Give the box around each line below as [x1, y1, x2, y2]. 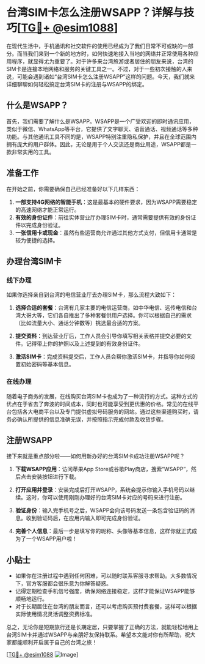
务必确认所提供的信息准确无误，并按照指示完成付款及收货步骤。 [6, 416, 167, 423]
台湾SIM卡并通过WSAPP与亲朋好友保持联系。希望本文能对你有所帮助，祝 [6, 631, 190, 638]
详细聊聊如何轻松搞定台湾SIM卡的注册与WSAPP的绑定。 [6, 80, 148, 88]
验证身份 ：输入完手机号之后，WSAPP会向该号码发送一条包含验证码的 [15, 507, 190, 514]
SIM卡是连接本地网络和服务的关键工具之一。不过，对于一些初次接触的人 [6, 65, 187, 72]
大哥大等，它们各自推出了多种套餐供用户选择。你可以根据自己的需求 [20, 311, 192, 319]
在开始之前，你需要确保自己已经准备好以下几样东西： [6, 185, 140, 193]
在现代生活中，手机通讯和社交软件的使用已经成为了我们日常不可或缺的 [6, 42, 183, 50]
